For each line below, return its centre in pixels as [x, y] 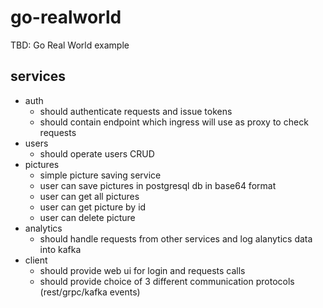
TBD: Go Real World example [70, 45]
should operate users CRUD [97, 153]
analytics [43, 228]
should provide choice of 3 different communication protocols [167, 281]
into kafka [60, 249]
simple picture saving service [100, 175]
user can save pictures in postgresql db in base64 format [158, 185]
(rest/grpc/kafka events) [90, 292]
